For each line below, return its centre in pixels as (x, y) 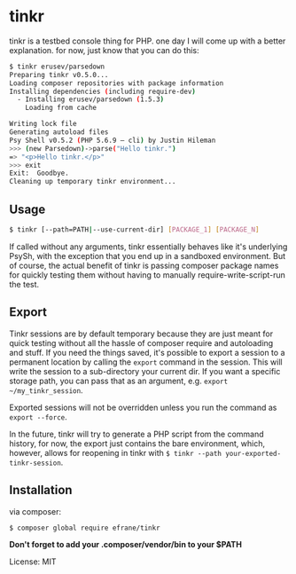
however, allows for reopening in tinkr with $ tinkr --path (115, 452)
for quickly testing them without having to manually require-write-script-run (148, 275)
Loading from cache (61, 108)
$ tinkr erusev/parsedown (57, 67)
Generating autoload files (59, 132)
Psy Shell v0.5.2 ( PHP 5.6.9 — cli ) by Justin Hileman (113, 140)
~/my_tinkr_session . (46, 390)
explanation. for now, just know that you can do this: (104, 50)
